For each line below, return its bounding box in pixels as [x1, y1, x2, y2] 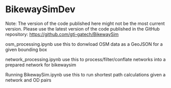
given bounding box [5, 46, 47, 52]
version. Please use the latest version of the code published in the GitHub [5, 25, 160, 32]
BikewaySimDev [5, 4, 76, 15]
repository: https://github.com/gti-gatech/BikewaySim [5, 31, 119, 37]
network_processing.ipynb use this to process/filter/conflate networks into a [5, 56, 166, 62]
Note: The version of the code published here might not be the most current [5, 20, 165, 26]
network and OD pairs [5, 77, 52, 83]
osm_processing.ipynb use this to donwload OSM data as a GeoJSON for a [5, 41, 163, 47]
